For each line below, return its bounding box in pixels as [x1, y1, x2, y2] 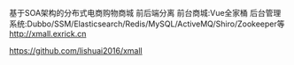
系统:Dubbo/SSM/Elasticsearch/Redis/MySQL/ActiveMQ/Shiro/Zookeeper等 [9, 18, 285, 29]
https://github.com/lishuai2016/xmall [9, 46, 143, 55]
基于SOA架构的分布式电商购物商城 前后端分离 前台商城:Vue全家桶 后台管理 [9, 8, 282, 18]
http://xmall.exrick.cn [9, 29, 87, 39]
